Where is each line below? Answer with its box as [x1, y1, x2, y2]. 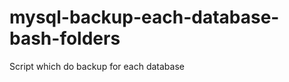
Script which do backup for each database [9, 60, 185, 72]
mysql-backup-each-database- [9, 6, 280, 29]
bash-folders [9, 27, 121, 50]
